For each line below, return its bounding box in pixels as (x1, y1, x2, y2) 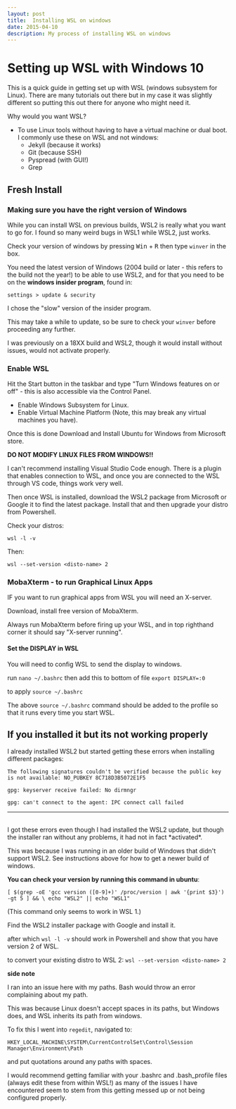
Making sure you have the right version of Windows (7, 205, 188, 215)
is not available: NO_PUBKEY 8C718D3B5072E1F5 (7, 775, 146, 782)
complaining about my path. (7, 991, 88, 999)
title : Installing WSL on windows (7, 17, 112, 24)
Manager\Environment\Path (7, 1045, 83, 1053)
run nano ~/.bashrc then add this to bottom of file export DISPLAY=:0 (7, 673, 206, 682)
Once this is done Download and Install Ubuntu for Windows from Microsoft (7, 430, 226, 438)
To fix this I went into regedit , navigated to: (7, 1025, 133, 1034)
